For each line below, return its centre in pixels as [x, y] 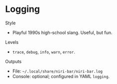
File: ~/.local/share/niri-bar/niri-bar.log [58, 71]
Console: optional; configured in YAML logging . [61, 76]
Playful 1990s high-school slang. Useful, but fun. [62, 32]
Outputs [13, 61]
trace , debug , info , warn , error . [44, 52]
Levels [12, 42]
